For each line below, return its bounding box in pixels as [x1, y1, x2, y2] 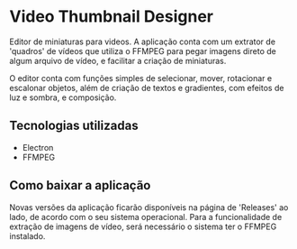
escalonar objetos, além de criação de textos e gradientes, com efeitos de [9, 82, 284, 93]
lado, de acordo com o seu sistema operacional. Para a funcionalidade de [9, 211, 283, 222]
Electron [22, 142, 54, 152]
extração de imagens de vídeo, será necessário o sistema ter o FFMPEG [9, 221, 277, 232]
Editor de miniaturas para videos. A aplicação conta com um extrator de [9, 36, 276, 47]
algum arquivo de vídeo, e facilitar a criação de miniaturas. [9, 55, 227, 66]
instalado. [9, 230, 46, 241]
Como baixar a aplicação [9, 178, 151, 193]
